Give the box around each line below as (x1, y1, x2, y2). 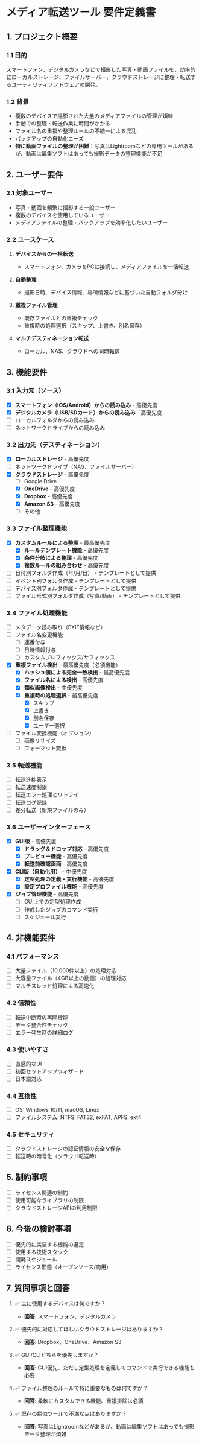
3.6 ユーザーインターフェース (6, 823, 91, 831)
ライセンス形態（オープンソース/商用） (14, 1263, 112, 1270)
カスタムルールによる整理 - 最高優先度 (14, 539, 110, 547)
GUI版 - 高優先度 (14, 837, 57, 845)
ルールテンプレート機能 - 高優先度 (24, 547, 109, 554)
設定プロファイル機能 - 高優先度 (24, 883, 104, 890)
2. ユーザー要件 (6, 170, 63, 180)
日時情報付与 (24, 646, 56, 653)
